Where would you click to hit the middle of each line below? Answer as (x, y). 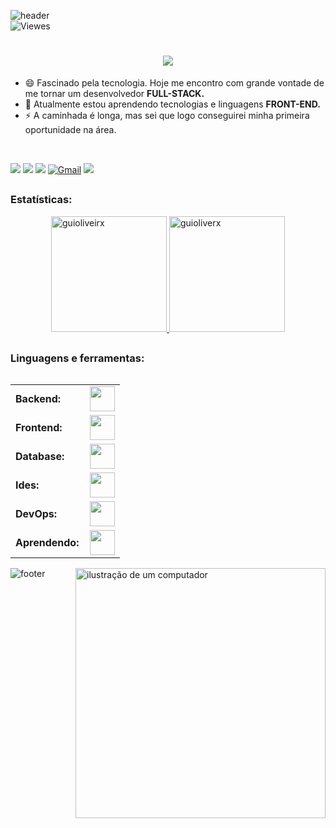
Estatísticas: (41, 200)
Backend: (38, 399)
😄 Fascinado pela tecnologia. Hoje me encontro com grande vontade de (174, 82)
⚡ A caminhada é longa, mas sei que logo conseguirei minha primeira (167, 115)
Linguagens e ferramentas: (77, 358)
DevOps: (36, 514)
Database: (40, 457)
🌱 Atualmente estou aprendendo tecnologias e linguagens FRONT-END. (172, 104)
